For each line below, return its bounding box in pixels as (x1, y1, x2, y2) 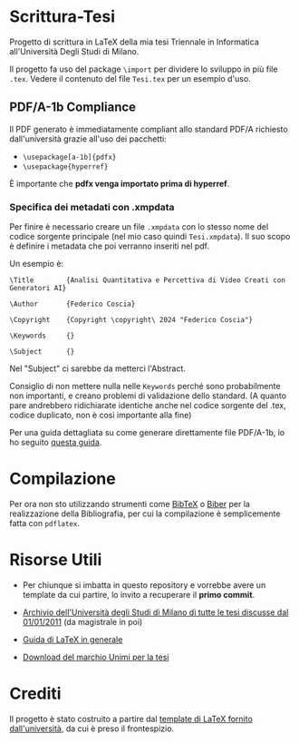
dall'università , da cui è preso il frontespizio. (9, 723, 175, 734)
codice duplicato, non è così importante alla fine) (9, 410, 192, 421)
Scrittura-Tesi (9, 6, 116, 27)
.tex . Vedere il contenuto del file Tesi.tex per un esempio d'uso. (9, 73, 251, 83)
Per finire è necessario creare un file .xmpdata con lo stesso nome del (9, 221, 269, 232)
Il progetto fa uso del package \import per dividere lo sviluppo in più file (9, 64, 278, 74)
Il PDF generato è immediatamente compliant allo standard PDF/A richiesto (9, 123, 288, 134)
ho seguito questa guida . (9, 437, 102, 448)
